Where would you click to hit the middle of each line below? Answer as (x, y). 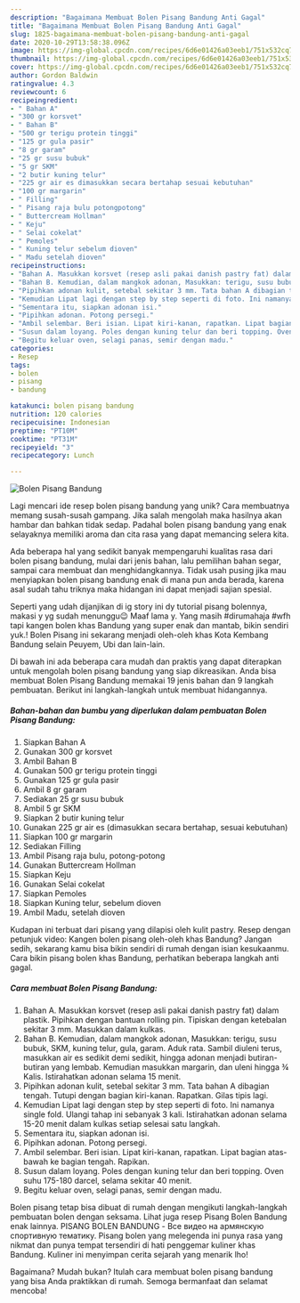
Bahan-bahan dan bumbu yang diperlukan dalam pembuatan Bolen (138, 710)
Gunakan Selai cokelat (64, 884)
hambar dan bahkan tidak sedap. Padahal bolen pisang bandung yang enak (149, 525)
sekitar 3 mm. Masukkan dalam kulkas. (94, 1030)
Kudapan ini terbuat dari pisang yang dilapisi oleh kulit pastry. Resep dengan (150, 930)
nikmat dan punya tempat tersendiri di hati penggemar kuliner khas (133, 1245)
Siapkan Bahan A (54, 742)
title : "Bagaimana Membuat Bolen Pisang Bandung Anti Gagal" (126, 26)
